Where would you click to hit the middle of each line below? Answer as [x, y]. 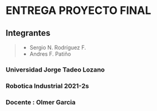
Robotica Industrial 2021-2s [47, 86]
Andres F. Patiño [50, 54]
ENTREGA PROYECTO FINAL [78, 11]
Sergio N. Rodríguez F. [58, 47]
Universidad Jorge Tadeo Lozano [55, 69]
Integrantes [28, 33]
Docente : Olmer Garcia [41, 102]
